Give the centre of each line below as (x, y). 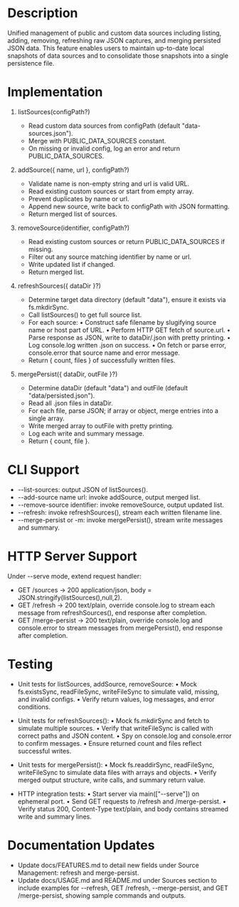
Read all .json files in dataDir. (70, 403)
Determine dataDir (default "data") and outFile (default (108, 387)
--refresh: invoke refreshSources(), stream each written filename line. (119, 512)
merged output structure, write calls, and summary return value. (111, 780)
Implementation (55, 92)
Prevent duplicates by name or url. (79, 198)
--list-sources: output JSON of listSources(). (83, 490)
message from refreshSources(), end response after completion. (112, 612)
